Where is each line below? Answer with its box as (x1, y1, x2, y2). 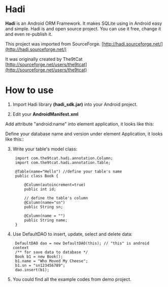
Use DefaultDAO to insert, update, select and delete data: (12, 231, 133, 237)
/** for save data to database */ (15, 250, 88, 255)
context (12, 245, 29, 250)
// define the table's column (24, 195, 88, 200)
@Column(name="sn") (24, 200, 65, 205)
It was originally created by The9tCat (5, 56, 83, 62)
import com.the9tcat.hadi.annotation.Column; (15, 155, 113, 160)
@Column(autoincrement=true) (24, 182, 86, 187)
